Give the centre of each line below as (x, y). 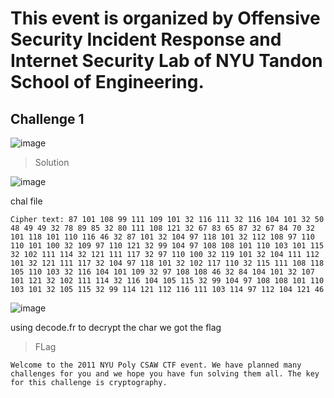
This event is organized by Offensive (165, 18)
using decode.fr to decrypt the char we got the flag (116, 327)
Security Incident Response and (146, 39)
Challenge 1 (47, 118)
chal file (26, 201)
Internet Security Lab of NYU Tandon (166, 61)
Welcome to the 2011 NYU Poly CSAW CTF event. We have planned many (156, 365)
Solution (52, 162)
